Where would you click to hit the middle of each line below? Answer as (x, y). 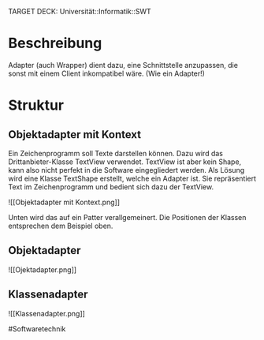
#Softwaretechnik (37, 329)
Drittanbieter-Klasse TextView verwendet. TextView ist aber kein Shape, (125, 162)
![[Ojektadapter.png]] (43, 269)
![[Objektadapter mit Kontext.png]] (64, 202)
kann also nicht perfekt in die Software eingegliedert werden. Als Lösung (126, 170)
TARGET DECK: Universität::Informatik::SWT (80, 11)
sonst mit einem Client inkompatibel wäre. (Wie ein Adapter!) (106, 73)
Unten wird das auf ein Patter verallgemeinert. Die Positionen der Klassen (127, 217)
